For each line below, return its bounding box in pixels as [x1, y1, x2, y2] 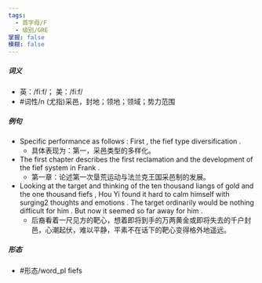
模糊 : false [8, 41, 45, 49]
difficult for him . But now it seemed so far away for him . [19, 206, 203, 216]
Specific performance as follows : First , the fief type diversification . [19, 136, 242, 146]
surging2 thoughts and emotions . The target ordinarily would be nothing [19, 198, 255, 208]
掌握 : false [8, 33, 45, 42]
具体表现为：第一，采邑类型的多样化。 [31, 146, 155, 155]
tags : [8, 11, 26, 20]
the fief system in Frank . [19, 163, 100, 172]
